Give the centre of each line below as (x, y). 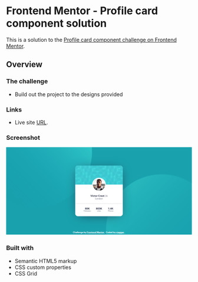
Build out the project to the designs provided (69, 94)
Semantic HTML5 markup (46, 261)
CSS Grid (26, 273)
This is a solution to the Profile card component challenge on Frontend (91, 40)
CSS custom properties (43, 267)
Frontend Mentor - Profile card (82, 11)
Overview (24, 65)
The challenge (27, 81)
